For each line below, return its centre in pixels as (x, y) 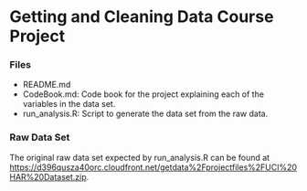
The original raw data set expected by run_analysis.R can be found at (140, 157)
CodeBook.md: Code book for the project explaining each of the (143, 94)
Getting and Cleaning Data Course (142, 17)
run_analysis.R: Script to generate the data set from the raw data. (145, 114)
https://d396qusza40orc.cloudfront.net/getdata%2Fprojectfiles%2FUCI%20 (153, 167)
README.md (47, 85)
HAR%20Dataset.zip (48, 176)
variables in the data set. (69, 104)
